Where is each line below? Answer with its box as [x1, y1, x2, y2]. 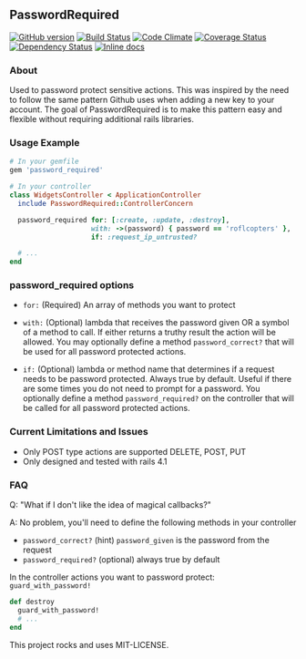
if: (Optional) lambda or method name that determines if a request [22, 364, 275, 375]
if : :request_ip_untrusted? [90, 232, 198, 242]
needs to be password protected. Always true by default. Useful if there [22, 374, 292, 385]
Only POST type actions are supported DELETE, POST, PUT [22, 446, 247, 457]
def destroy [9, 597, 55, 607]
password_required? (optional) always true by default [22, 554, 220, 565]
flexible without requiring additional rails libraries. [9, 114, 194, 125]
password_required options [9, 279, 135, 292]
